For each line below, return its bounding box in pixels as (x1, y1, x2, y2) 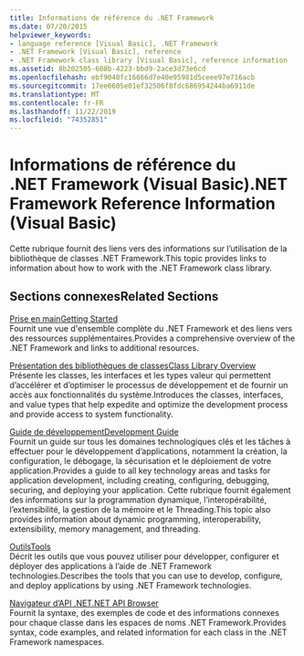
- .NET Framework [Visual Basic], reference (9, 48, 182, 57)
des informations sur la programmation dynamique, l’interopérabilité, (9, 494, 267, 505)
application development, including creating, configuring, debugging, (9, 474, 270, 485)
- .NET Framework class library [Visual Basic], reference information (9, 56, 288, 65)
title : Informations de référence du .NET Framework (9, 13, 215, 23)
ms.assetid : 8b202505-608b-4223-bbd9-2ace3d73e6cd (9, 65, 206, 74)
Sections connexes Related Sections (9, 289, 219, 304)
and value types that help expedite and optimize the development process (9, 398, 288, 409)
